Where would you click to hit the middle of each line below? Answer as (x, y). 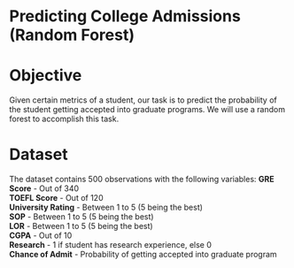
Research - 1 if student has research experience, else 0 (111, 245)
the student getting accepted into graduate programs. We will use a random (147, 110)
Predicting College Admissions (125, 16)
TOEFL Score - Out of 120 (56, 198)
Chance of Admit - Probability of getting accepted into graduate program (143, 255)
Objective (46, 76)
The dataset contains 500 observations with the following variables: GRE (142, 180)
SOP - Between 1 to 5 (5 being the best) (81, 217)
